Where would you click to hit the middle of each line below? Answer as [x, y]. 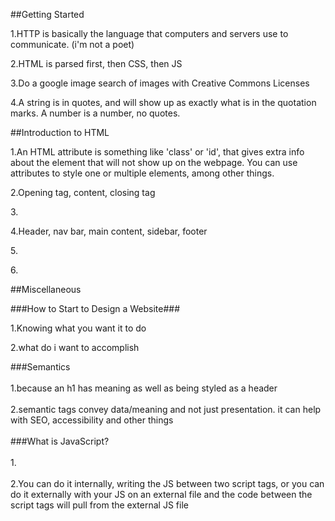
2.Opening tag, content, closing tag [83, 192]
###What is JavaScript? [60, 441]
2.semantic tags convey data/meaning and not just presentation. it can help [166, 409]
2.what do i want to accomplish [75, 347]
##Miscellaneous [46, 289]
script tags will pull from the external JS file [99, 505]
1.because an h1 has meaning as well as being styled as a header [144, 388]
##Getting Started [47, 14]
